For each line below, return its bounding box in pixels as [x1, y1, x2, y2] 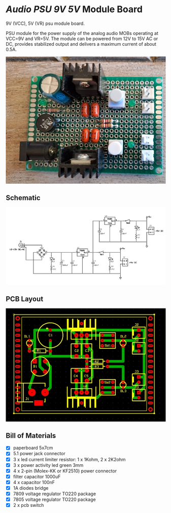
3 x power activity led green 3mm [13, 462, 84, 468]
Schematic [6, 194, 41, 202]
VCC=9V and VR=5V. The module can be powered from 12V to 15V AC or [6, 36, 158, 42]
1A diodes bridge [13, 485, 49, 491]
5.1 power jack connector [13, 451, 65, 457]
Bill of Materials [6, 431, 56, 440]
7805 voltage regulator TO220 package [13, 496, 96, 502]
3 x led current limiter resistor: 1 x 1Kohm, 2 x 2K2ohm [13, 456, 126, 462]
